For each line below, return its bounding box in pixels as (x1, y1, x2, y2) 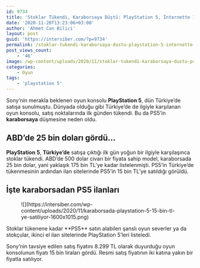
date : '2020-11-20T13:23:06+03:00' (6, 20, 95, 26)
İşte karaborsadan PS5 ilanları (6, 185, 120, 195)
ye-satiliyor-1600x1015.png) (21, 213, 89, 220)
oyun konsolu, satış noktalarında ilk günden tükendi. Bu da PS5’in (6, 109, 166, 116)
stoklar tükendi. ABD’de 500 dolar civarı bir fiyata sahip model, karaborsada (6, 155, 192, 162)
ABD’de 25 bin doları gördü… (6, 133, 116, 143)
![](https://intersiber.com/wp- (21, 200, 93, 208)
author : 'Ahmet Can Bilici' (6, 25, 76, 31)
